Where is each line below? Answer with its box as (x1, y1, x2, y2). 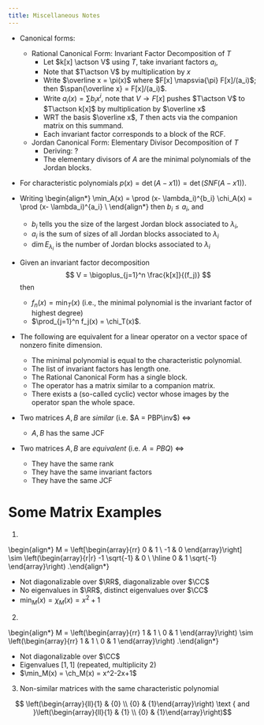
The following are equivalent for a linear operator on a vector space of (19, 332, 248, 342)
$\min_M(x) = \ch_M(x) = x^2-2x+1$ (19, 668, 137, 678)
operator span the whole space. (31, 398, 136, 407)
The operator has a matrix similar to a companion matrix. (31, 381, 215, 391)
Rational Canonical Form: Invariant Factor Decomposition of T (31, 48, 232, 58)
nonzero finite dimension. (19, 341, 102, 350)
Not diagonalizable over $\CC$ (19, 651, 121, 661)
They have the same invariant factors (31, 467, 152, 477)
